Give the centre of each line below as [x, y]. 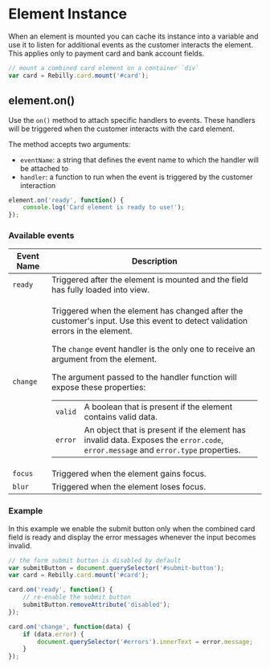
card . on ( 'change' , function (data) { [70, 627]
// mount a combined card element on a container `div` [104, 68]
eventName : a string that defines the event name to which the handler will [139, 160]
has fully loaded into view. [100, 290]
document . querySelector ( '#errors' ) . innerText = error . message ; [145, 641]
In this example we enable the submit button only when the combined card [132, 528]
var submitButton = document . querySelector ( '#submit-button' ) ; [117, 568]
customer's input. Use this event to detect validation [149, 321]
